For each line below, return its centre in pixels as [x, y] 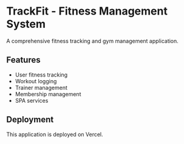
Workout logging [36, 81]
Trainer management [41, 87]
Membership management [48, 94]
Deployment [30, 120]
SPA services [32, 100]
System [26, 24]
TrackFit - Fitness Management [87, 11]
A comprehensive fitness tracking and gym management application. [93, 41]
